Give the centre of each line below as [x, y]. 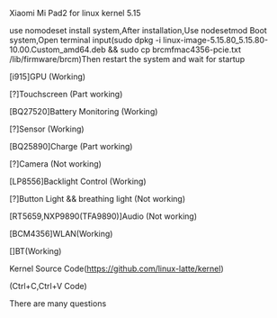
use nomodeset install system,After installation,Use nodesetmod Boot [138, 30]
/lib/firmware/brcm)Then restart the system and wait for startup [127, 59]
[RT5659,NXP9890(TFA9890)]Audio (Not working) [103, 216]
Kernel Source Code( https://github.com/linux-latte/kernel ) [117, 268]
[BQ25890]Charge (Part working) [71, 146]
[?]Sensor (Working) [47, 129]
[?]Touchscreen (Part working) [66, 94]
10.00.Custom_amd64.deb [58, 50]
